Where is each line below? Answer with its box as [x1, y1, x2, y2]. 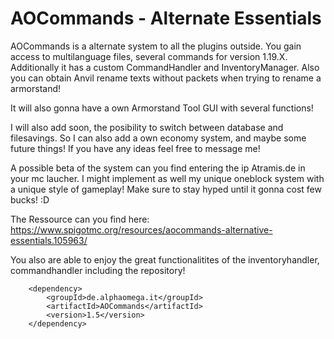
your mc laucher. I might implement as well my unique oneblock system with [10, 172, 325, 184]
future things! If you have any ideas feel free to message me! [10, 142, 261, 154]
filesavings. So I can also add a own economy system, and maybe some [10, 132, 307, 144]
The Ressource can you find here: [10, 213, 150, 225]
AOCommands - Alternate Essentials [10, 7, 322, 30]
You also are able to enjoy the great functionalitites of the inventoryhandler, [10, 253, 320, 266]
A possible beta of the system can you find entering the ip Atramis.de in [10, 162, 306, 174]
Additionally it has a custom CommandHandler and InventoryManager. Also [10, 61, 320, 73]
